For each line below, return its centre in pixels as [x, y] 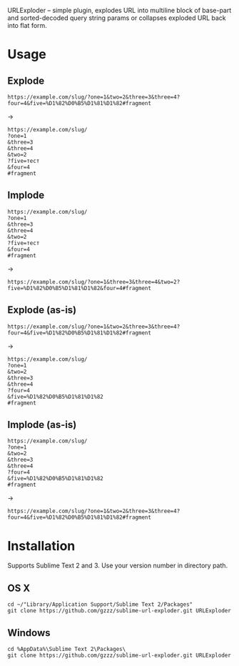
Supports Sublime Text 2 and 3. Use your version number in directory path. [118, 566]
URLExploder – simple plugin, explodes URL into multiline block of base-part [119, 10]
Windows [29, 633]
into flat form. [27, 25]
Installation [41, 546]
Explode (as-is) [42, 310]
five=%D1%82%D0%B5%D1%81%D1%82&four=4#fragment [80, 288]
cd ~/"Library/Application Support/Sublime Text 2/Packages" [100, 605]
